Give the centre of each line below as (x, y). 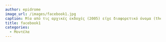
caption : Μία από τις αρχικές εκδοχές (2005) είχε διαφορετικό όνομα (78, 18)
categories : (17, 28)
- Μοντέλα (20, 32)
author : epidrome (23, 9)
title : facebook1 (23, 23)
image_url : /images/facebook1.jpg (41, 14)
